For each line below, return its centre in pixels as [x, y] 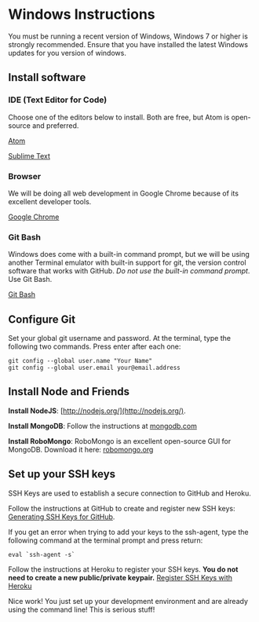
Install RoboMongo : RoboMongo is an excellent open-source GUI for [120, 441]
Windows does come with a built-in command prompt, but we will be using [129, 254]
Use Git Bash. [30, 280]
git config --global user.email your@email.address [94, 368]
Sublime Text [29, 155]
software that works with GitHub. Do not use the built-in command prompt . [129, 271]
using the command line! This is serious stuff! [82, 609]
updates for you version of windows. [67, 53]
